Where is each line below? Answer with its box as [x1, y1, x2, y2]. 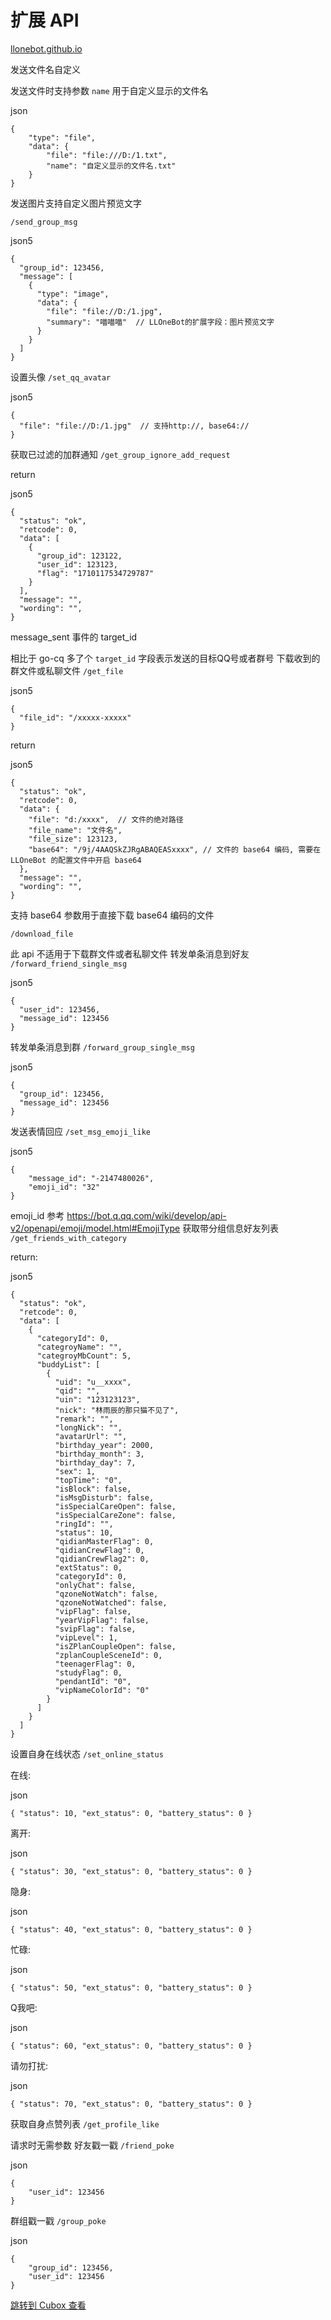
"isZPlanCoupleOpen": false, [54, 1641, 177, 1651]
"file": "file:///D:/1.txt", [46, 150, 168, 160]
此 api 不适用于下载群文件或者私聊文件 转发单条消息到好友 [10, 947, 250, 960]
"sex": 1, [54, 1466, 97, 1476]
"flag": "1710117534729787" [36, 568, 155, 578]
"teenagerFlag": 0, [54, 1659, 137, 1669]
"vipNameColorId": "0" [54, 1685, 150, 1695]
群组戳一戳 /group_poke [10, 2214, 107, 2226]
